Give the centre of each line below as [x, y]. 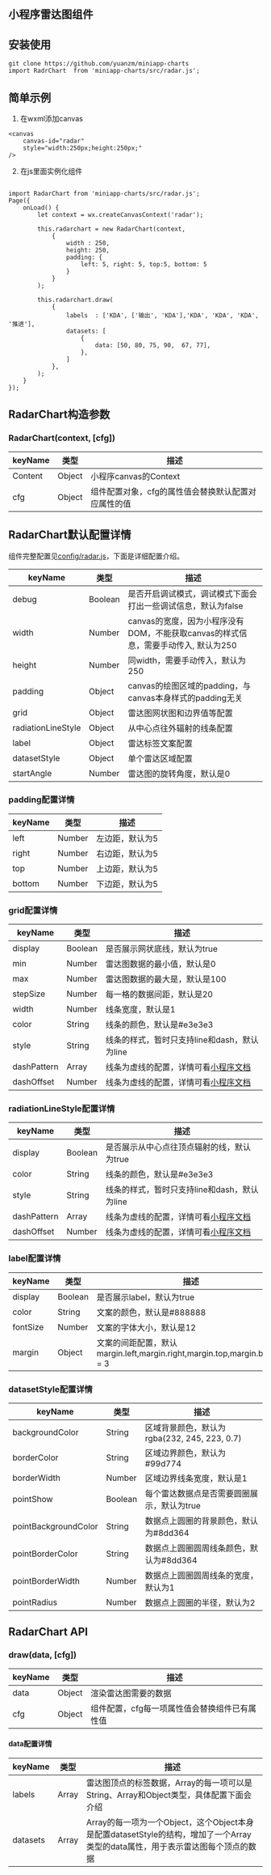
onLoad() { [41, 208]
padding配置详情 [42, 800]
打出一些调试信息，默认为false [186, 605]
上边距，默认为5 [127, 868]
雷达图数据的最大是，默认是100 [166, 979]
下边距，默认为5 [127, 884]
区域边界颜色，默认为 [186, 1453]
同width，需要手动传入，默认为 [187, 660]
